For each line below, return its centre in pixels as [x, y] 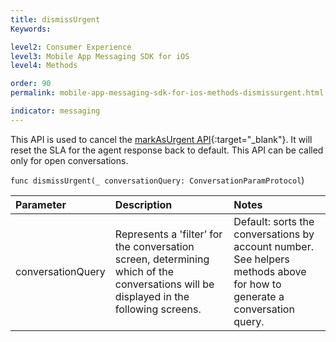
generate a [259, 296]
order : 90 [31, 84]
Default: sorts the [274, 221]
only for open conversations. [69, 160]
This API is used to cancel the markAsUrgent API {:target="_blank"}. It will [161, 139]
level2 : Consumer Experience [71, 47]
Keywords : [31, 29]
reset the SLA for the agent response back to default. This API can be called [167, 150]
